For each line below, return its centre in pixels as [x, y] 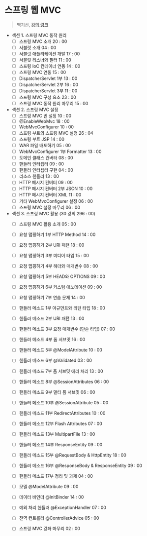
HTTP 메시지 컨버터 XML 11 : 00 [50, 195]
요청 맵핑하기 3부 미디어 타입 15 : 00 [54, 255]
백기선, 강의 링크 [32, 25]
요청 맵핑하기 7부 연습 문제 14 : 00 [52, 298]
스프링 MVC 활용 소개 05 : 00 [48, 224]
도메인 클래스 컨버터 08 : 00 [46, 158]
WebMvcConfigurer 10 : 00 [46, 127]
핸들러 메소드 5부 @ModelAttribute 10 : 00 [61, 350]
